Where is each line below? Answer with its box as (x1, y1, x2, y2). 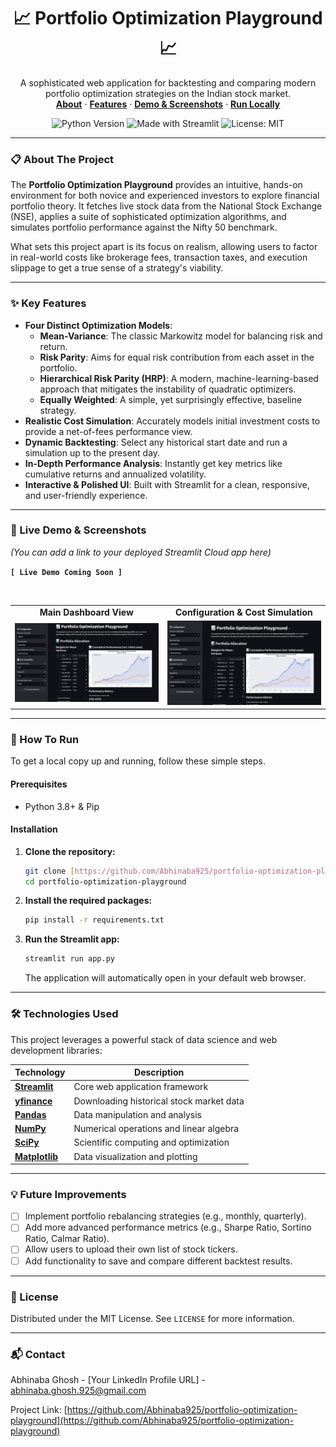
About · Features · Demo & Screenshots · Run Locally (55, 98, 281, 110)
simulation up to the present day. (24, 446, 161, 459)
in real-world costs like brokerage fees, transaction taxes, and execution (10, 251, 308, 264)
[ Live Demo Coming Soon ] (10, 567, 123, 577)
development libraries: (10, 1044, 103, 1056)
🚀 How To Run (10, 732, 80, 746)
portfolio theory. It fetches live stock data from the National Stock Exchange (10, 200, 323, 212)
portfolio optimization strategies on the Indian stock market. (44, 87, 292, 99)
